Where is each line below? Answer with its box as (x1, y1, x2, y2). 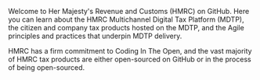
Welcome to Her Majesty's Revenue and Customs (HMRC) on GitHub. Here (8, 7, 250, 16)
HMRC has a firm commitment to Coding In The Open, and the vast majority (8, 47, 252, 55)
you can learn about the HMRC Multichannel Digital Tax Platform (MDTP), (8, 15, 244, 24)
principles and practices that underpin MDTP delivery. (8, 31, 182, 40)
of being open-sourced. (8, 63, 85, 72)
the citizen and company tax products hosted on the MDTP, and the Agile (8, 23, 244, 32)
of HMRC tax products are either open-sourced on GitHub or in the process (8, 54, 252, 64)
